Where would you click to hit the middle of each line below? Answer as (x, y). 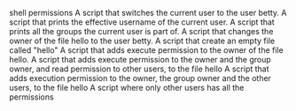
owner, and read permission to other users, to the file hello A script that (139, 69)
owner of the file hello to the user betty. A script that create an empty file (142, 41)
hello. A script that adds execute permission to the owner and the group (140, 59)
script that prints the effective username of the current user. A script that (142, 22)
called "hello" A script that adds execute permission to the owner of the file (146, 50)
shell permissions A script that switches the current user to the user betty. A (148, 13)
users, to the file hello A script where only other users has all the (127, 88)
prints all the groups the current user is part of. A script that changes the (141, 31)
